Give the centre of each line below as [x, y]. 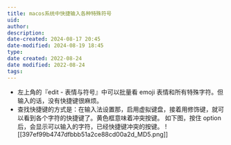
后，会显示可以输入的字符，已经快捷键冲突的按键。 [90, 126]
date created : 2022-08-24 [44, 59]
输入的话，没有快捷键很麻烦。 [60, 100]
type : [15, 52]
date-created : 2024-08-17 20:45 [54, 39]
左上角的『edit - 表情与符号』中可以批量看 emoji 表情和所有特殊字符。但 [120, 92]
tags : [15, 71]
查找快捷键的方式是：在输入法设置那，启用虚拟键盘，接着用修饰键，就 [118, 109]
